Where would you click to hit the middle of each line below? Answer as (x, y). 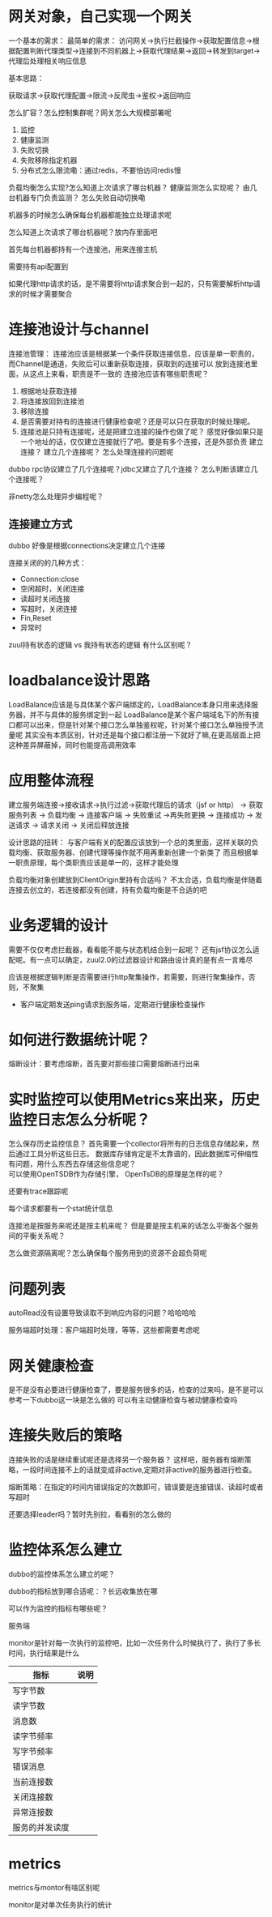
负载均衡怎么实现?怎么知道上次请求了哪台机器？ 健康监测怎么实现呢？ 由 (130, 187)
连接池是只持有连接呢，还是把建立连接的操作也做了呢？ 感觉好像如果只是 (142, 431)
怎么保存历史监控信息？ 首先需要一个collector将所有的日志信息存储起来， (130, 1144)
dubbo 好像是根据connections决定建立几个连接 (87, 545)
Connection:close (49, 579)
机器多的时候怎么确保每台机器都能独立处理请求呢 (90, 215)
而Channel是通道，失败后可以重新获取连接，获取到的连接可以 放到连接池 (130, 363)
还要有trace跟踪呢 (38, 1191)
